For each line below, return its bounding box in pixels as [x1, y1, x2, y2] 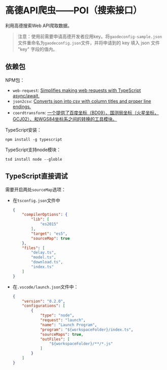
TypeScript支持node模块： [5, 146, 61, 153]
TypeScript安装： [5, 127, 42, 133]
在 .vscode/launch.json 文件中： [12, 284, 79, 290]
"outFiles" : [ [40, 336, 70, 342]
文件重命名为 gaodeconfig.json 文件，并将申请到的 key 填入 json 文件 [17, 39, 160, 46]
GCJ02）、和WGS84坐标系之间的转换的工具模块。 [12, 116, 117, 122]
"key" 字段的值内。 [17, 46, 57, 52]
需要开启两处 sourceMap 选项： [5, 186, 66, 192]
